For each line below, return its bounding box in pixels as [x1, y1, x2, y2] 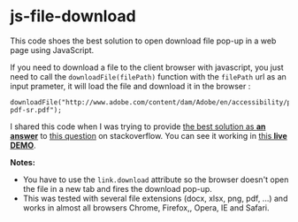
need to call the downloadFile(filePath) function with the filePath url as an [10, 71, 287, 81]
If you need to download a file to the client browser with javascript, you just [10, 62, 284, 73]
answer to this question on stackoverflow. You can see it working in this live [10, 130, 288, 141]
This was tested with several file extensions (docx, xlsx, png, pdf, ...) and [22, 193, 288, 203]
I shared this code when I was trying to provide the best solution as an [10, 121, 266, 132]
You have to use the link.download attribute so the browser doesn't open [22, 174, 289, 185]
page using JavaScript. [10, 44, 95, 55]
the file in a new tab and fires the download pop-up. [22, 183, 213, 194]
